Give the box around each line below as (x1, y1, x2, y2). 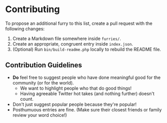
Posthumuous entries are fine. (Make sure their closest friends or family (12, 106, 162, 112)
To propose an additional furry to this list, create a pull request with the (5, 20, 153, 26)
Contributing (5, 4, 60, 15)
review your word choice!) (12, 112, 67, 118)
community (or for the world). (12, 79, 74, 86)
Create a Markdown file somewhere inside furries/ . (12, 35, 121, 42)
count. (20, 96, 34, 102)
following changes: (5, 25, 45, 31)
